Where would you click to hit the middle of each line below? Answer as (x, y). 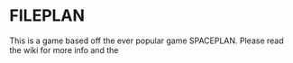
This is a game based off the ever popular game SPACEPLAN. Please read (146, 40)
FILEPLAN (47, 16)
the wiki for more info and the (64, 49)
